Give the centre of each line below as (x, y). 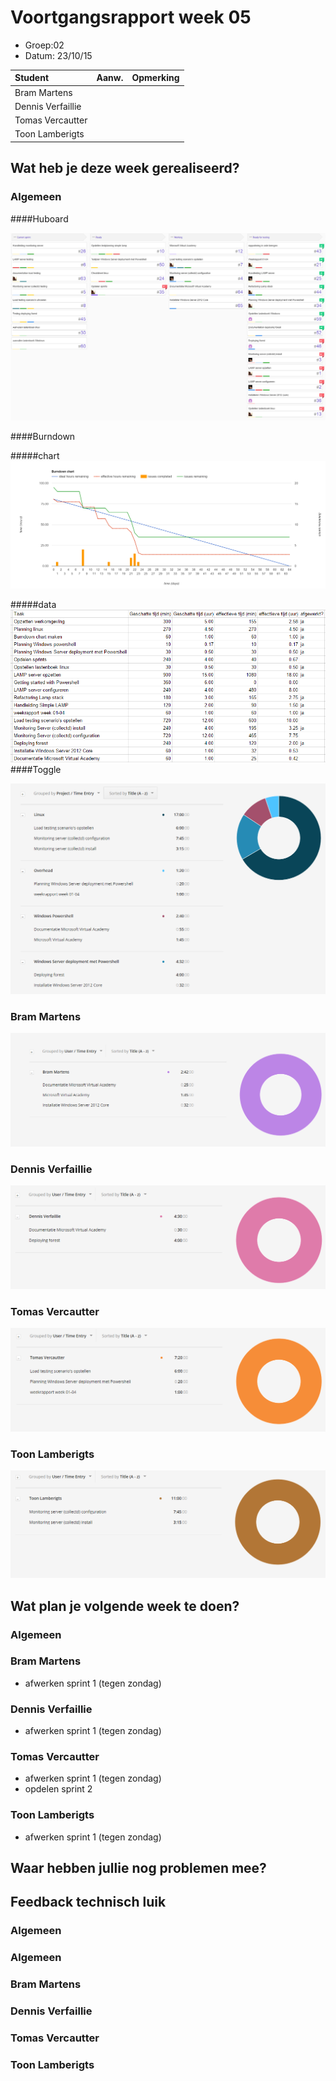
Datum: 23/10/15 (58, 55)
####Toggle (36, 769)
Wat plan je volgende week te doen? (125, 1606)
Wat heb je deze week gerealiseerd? (125, 168)
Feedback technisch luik (88, 1902)
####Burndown (43, 437)
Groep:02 (44, 45)
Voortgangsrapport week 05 (131, 17)
